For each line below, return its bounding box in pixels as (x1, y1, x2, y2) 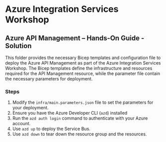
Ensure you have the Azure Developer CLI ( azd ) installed (12, 110, 128, 116)
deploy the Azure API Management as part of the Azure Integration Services (5, 60, 161, 66)
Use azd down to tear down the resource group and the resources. (12, 131, 147, 137)
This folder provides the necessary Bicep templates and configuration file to (5, 55, 161, 61)
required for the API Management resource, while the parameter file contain (5, 71, 161, 76)
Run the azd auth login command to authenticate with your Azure (12, 115, 148, 121)
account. (12, 121, 31, 127)
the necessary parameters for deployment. (5, 76, 93, 81)
